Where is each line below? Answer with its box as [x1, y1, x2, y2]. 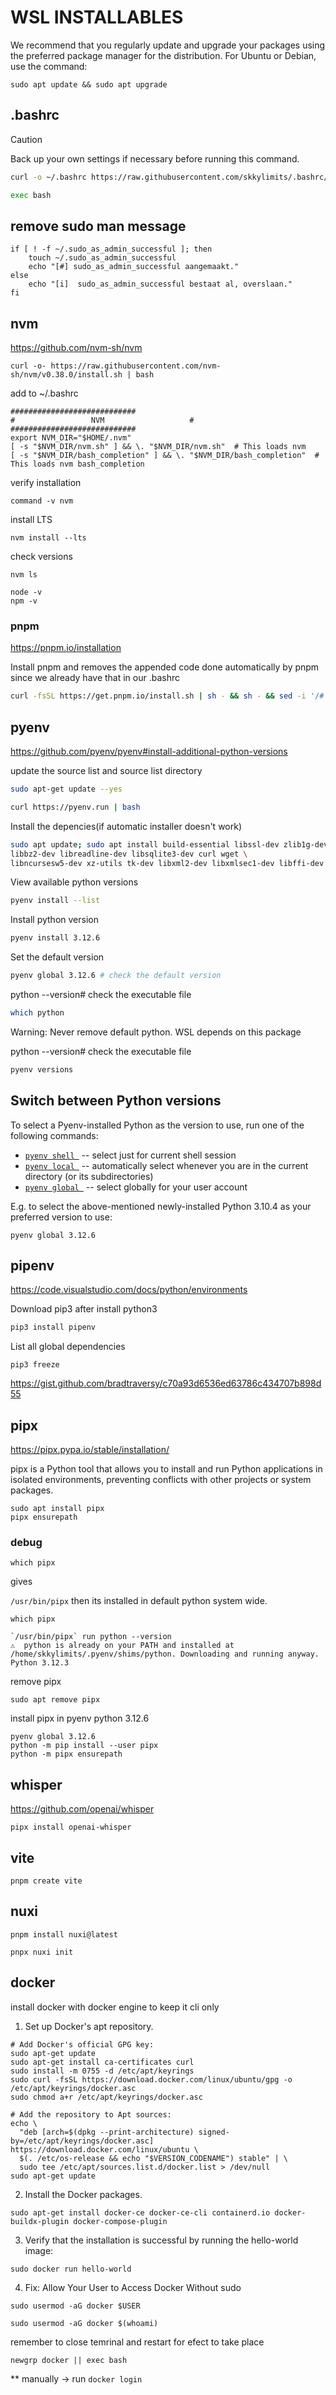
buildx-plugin [10, 2216, 70, 2226]
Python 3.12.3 [10, 1658, 70, 1668]
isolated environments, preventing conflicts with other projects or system [10, 1474, 312, 1486]
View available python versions [10, 876, 139, 888]
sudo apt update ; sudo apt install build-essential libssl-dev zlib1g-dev [10, 839, 329, 850]
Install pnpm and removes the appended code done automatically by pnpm [10, 661, 320, 673]
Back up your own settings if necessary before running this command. [10, 152, 300, 165]
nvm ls [10, 570, 38, 580]
